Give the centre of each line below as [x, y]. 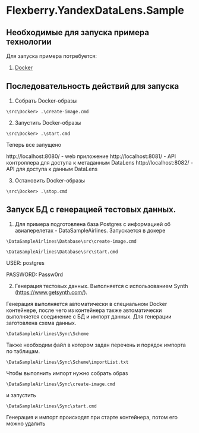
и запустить [21, 395]
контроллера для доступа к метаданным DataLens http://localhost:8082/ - [100, 162]
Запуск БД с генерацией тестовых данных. [91, 210]
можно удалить [26, 423]
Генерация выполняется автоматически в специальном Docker [87, 304]
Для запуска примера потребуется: [51, 56]
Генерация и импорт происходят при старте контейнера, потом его [92, 417]
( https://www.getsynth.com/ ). [51, 292]
